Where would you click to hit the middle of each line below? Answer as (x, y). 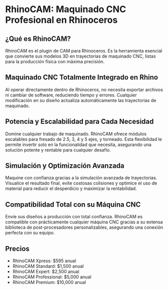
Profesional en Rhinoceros (62, 20)
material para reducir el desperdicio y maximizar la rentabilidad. (71, 188)
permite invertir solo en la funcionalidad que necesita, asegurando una (78, 144)
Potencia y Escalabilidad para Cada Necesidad (80, 122)
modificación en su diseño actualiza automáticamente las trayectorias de (81, 100)
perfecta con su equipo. (30, 233)
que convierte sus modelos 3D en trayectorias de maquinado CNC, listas (80, 56)
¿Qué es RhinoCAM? (38, 39)
